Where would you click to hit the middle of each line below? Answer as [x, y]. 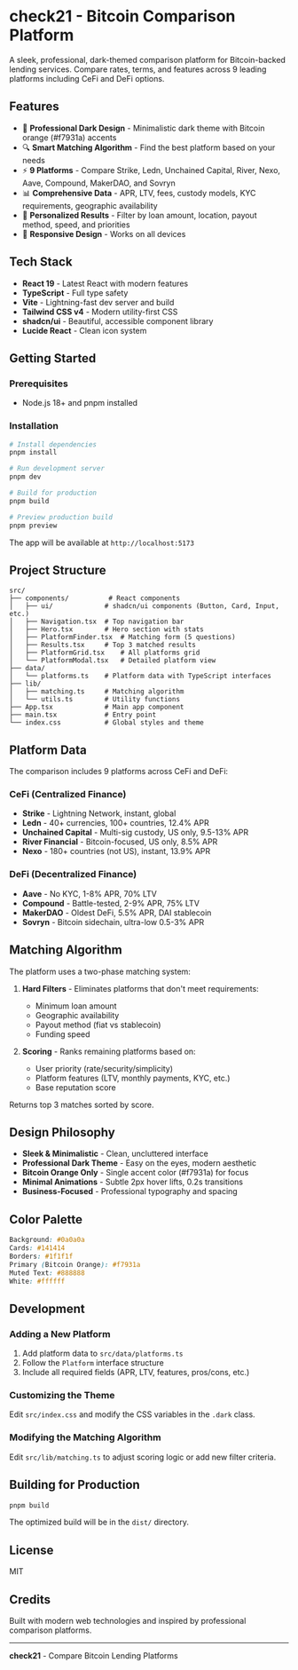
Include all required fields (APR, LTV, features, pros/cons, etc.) [136, 1373]
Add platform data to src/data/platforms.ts [102, 1353]
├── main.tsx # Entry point [83, 715]
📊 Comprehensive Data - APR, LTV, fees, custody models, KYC [139, 193]
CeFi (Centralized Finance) [68, 795]
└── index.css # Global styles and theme [106, 723]
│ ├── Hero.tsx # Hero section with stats [106, 629]
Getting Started [53, 358]
